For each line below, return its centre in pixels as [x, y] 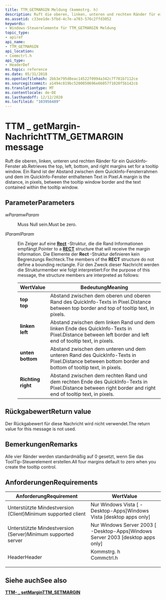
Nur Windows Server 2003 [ [124, 525]
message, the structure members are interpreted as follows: [79, 275]
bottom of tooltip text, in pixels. [86, 367]
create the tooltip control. [31, 467]
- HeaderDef [17, 65]
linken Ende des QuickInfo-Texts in [91, 328]
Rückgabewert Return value [48, 412]
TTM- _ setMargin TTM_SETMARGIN [43, 593]
